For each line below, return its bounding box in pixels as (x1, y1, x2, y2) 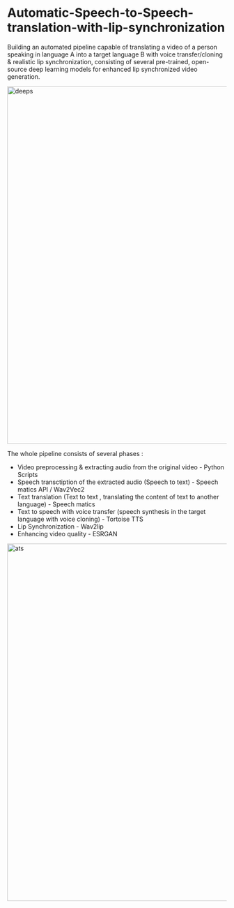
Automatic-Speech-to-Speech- (7, 5, 194, 21)
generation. (7, 72, 40, 81)
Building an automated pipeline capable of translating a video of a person (7, 43, 218, 51)
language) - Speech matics (17, 500, 95, 508)
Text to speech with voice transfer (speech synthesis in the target (17, 507, 206, 515)
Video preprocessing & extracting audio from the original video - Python (17, 462, 225, 471)
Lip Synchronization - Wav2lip (17, 522, 104, 531)
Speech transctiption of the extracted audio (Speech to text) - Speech (17, 478, 219, 486)
